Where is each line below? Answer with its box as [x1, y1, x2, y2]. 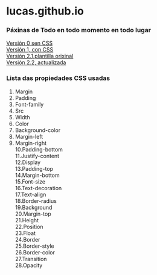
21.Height [14, 216, 39, 224]
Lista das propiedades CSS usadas [6, 74, 111, 82]
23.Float [14, 229, 36, 237]
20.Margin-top [14, 210, 51, 217]
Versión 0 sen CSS [6, 39, 53, 47]
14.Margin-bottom [14, 171, 60, 179]
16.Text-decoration [14, 184, 62, 191]
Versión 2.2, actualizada [6, 59, 66, 66]
